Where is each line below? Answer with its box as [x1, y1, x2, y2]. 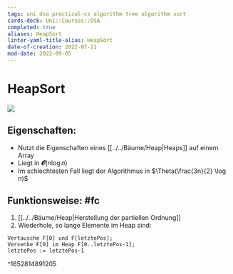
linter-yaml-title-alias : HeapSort [7, 37, 113, 44]
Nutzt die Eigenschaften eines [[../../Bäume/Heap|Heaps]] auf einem [17, 143, 219, 152]
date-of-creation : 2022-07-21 [7, 43, 98, 51]
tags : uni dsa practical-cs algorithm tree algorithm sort [7, 10, 187, 18]
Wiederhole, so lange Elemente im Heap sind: [17, 221, 152, 230]
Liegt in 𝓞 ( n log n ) [17, 158, 68, 167]
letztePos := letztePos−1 [7, 247, 84, 255]
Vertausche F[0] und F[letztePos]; [7, 235, 113, 242]
